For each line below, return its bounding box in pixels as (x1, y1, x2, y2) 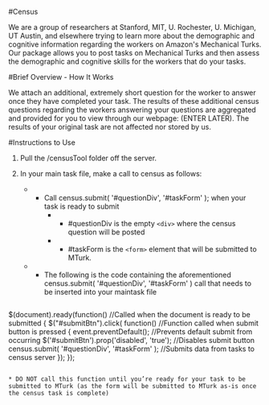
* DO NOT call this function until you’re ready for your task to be (8, 375, 247, 383)
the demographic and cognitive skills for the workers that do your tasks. (8, 56, 247, 66)
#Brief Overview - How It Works (8, 72, 114, 81)
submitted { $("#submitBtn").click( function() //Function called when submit (8, 318, 259, 328)
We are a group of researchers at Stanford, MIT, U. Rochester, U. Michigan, (8, 23, 257, 31)
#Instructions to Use (8, 138, 76, 147)
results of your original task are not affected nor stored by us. (8, 122, 211, 131)
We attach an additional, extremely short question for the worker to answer (8, 88, 257, 97)
